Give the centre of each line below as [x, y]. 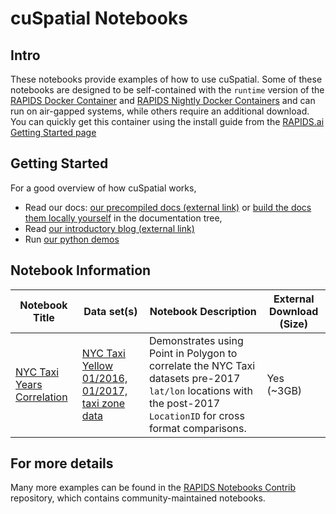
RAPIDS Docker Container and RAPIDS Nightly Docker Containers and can [163, 100]
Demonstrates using [196, 340]
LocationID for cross [196, 415]
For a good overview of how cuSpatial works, [103, 188]
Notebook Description [203, 311]
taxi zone [103, 403]
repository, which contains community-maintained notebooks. [138, 498]
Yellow [97, 365]
